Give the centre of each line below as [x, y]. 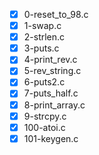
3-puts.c [41, 48]
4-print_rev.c [50, 60]
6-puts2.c [44, 82]
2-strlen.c [44, 37]
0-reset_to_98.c [56, 14]
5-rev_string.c [52, 71]
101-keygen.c [51, 138]
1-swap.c [42, 26]
